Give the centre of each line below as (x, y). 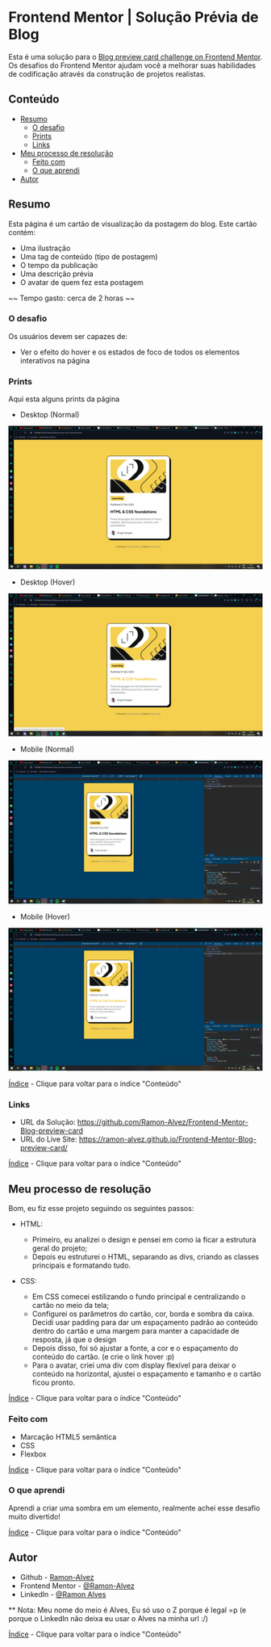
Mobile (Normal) (47, 749)
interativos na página (55, 360)
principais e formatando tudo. (81, 1266)
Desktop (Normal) (50, 415)
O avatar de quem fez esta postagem (81, 282)
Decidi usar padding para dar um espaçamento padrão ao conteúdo (145, 1322)
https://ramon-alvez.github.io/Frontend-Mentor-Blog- (167, 1139)
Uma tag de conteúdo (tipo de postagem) (89, 256)
